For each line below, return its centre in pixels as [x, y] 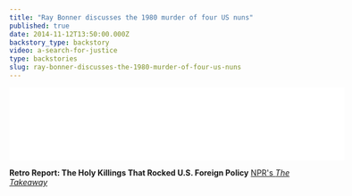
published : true [39, 26]
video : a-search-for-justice [63, 51]
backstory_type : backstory [59, 42]
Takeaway [29, 182]
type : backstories [43, 59]
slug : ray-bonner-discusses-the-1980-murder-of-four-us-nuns [126, 68]
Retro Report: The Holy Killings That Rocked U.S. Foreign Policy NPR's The [150, 172]
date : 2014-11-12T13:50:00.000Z [69, 34]
